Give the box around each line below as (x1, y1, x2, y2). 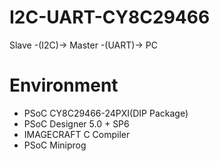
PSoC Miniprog (23, 139, 87, 151)
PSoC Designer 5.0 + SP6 (23, 117, 130, 130)
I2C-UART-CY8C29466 (9, 6, 211, 29)
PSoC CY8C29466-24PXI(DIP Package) (23, 107, 189, 119)
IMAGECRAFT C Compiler (23, 128, 131, 140)
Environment (9, 74, 119, 97)
